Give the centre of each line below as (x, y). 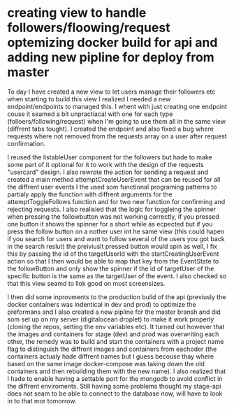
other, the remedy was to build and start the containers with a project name (116, 341)
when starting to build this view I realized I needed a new (89, 99)
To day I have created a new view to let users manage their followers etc (111, 92)
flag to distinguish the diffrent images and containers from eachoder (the (112, 349)
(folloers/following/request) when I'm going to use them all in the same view (116, 121)
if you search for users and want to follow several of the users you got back (116, 238)
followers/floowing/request (89, 28)
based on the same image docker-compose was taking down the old (106, 363)
